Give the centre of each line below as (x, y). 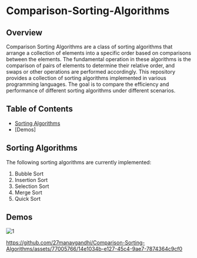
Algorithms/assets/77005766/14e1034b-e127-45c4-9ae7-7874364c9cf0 (94, 249)
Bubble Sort (29, 173)
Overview (24, 33)
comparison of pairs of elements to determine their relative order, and (91, 65)
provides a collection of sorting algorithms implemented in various (86, 78)
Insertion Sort (31, 180)
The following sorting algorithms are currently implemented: (79, 162)
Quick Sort (28, 199)
